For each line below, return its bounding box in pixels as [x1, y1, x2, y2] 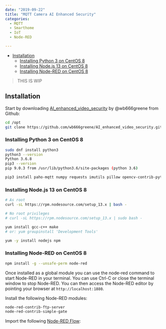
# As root [5, 198, 26, 203]
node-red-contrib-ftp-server [5, 304, 65, 310]
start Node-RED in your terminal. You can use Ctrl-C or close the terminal [5, 275, 155, 281]
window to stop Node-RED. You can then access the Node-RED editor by [5, 280, 154, 286]
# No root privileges [5, 211, 50, 216]
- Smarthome [9, 26, 35, 31]
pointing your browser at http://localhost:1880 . [5, 286, 104, 292]
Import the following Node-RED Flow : [5, 318, 81, 324]
